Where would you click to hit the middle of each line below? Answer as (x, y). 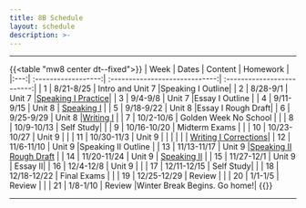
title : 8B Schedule (46, 18)
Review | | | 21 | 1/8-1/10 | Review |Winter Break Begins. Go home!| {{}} (141, 186)
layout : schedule (42, 26)
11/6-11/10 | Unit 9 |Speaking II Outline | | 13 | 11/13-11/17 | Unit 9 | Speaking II (151, 147)
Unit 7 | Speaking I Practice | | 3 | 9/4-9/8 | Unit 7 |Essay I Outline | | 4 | (141, 99)
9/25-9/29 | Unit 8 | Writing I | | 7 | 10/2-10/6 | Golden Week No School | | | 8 (152, 118)
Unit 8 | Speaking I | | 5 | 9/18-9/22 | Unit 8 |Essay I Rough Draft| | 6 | (161, 108)
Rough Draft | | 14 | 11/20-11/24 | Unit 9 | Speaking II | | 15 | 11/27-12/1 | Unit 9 (153, 157)
